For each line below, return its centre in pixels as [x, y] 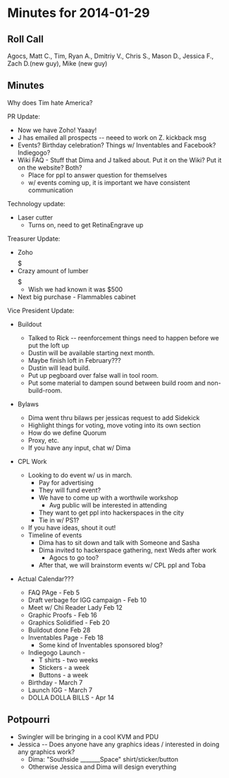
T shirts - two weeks [68, 660]
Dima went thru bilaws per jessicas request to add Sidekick [114, 417]
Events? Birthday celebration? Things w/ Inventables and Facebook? [117, 145]
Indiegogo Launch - [57, 652]
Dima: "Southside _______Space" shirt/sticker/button [103, 759]
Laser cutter [35, 217]
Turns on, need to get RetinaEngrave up [86, 225]
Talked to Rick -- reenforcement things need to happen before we [124, 337]
